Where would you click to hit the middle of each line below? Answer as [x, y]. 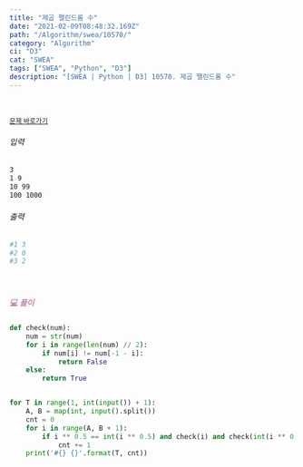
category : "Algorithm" [52, 43]
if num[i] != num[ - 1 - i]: [93, 353]
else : [36, 370]
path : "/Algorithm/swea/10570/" [70, 34]
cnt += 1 [74, 445]
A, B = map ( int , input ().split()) [91, 412]
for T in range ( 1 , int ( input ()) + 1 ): [83, 403]
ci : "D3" [26, 52]
